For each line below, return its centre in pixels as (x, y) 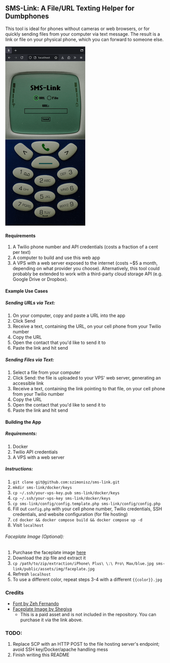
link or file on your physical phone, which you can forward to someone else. (84, 39)
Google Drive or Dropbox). (40, 279)
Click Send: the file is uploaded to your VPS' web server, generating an (87, 378)
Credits (14, 592)
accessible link (28, 383)
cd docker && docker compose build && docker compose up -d (77, 520)
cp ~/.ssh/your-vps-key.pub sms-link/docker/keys (66, 493)
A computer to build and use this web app (56, 258)
